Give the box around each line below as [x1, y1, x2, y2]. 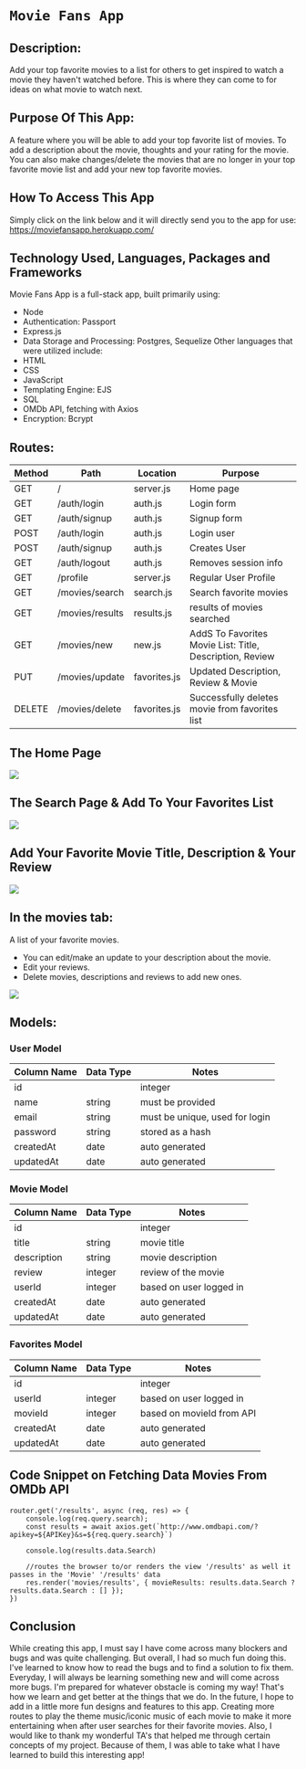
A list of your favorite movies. [9, 934, 120, 945]
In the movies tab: [9, 910, 114, 925]
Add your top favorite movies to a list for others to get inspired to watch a [9, 65, 284, 75]
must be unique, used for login [139, 1111, 270, 1123]
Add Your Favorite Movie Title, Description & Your [9, 846, 296, 861]
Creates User [189, 542, 247, 554]
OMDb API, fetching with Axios [22, 404, 139, 415]
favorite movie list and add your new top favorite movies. [9, 163, 223, 174]
